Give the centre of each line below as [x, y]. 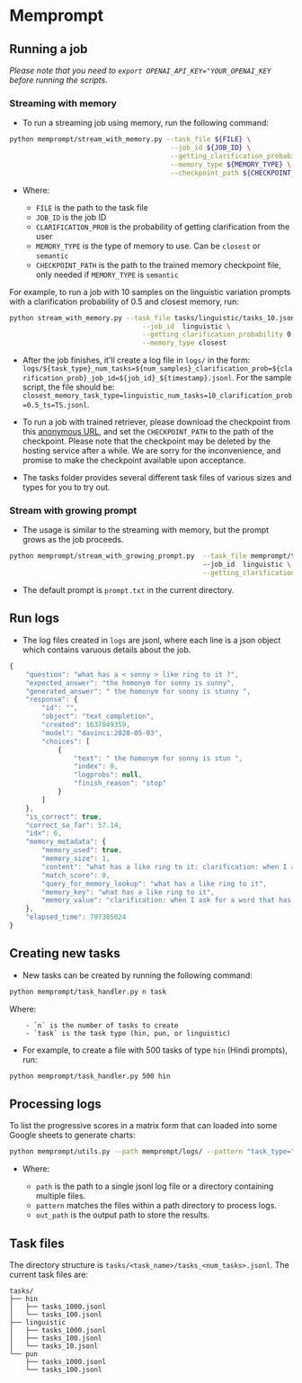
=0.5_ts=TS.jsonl [55, 406]
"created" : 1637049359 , [86, 725]
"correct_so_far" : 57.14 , [74, 825]
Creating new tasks [65, 953]
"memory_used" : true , [82, 850]
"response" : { [52, 700]
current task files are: [49, 1274]
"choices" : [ [66, 741]
